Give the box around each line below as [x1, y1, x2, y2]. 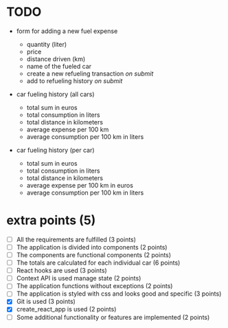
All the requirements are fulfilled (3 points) [16, 235, 137, 243]
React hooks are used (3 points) [16, 266, 107, 275]
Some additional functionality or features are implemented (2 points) [16, 313, 210, 321]
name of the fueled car [26, 62, 92, 70]
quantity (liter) [26, 40, 67, 48]
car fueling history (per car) [16, 146, 95, 154]
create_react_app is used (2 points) [16, 305, 117, 314]
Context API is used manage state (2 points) [16, 274, 141, 283]
